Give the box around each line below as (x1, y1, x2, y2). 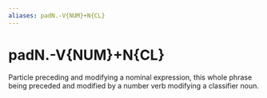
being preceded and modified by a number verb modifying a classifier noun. (8, 80, 260, 90)
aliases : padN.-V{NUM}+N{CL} (8, 11, 106, 20)
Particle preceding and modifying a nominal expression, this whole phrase (8, 73, 253, 82)
